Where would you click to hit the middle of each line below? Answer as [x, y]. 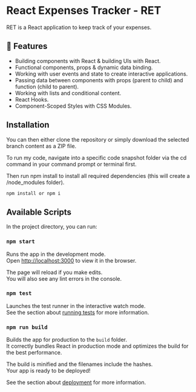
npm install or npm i [34, 193]
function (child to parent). [47, 87]
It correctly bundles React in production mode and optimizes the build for [97, 346]
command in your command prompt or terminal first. [72, 164]
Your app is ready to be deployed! [48, 371]
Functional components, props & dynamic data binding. [84, 67]
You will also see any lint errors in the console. [64, 278]
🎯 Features [27, 46]
